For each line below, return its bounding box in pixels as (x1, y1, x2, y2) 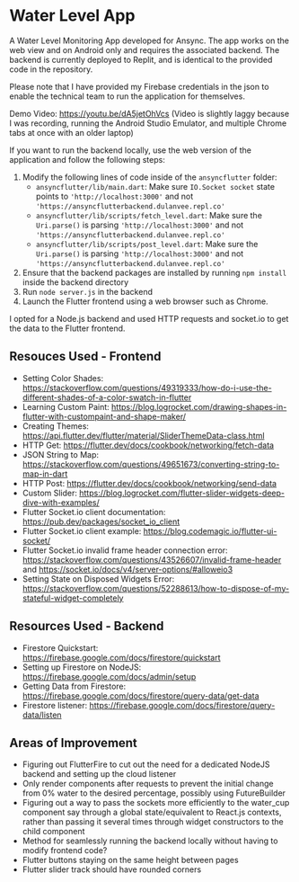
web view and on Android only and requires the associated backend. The (9, 44, 280, 55)
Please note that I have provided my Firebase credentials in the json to (9, 81, 269, 92)
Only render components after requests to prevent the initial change (22, 779, 274, 789)
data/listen (22, 709, 62, 720)
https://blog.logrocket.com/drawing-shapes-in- (110, 401, 287, 412)
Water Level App (9, 5, 136, 26)
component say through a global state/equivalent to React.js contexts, (22, 806, 282, 818)
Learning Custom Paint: (22, 401, 110, 412)
